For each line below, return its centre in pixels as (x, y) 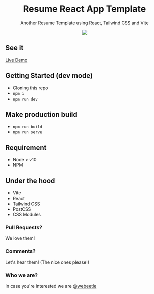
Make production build (42, 114)
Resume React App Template (85, 9)
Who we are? (22, 275)
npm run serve (27, 132)
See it (14, 48)
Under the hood (30, 181)
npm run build (27, 127)
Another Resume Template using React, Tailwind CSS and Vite (85, 23)
